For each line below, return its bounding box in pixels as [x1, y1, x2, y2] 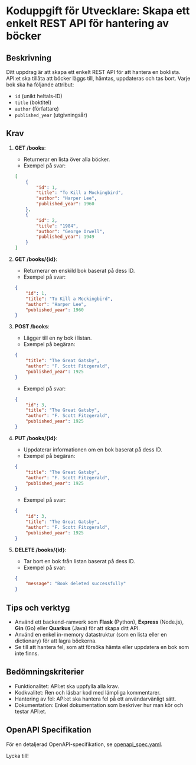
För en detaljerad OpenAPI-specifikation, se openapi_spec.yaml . [6, 741, 162, 748]
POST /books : [14, 323, 50, 330]
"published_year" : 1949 [36, 234, 94, 240]
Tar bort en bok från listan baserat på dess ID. [23, 557, 136, 564]
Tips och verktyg [6, 602, 70, 613]
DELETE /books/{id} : [14, 546, 67, 553]
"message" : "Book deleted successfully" [25, 581, 126, 587]
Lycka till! [6, 752, 29, 759]
